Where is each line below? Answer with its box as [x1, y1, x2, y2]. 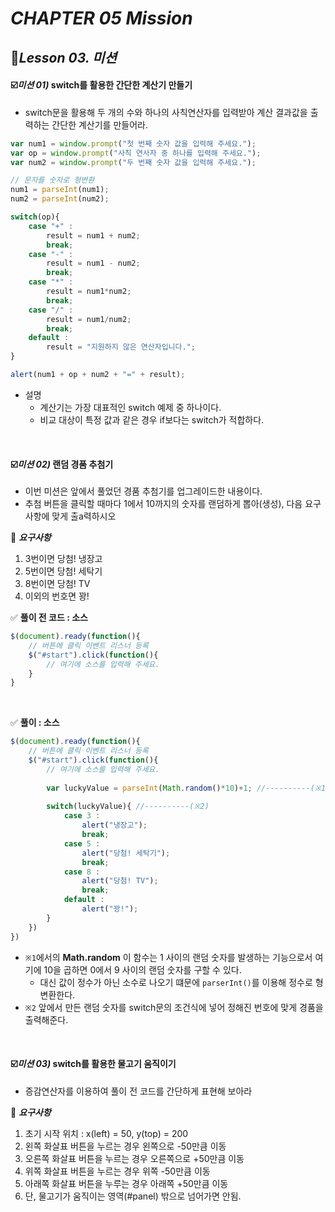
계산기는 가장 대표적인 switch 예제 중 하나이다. [39, 401, 222, 413]
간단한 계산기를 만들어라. [51, 118, 148, 131]
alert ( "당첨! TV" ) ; [81, 876, 159, 886]
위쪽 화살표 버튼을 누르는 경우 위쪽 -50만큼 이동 [24, 1165, 211, 1177]
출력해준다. [24, 1013, 69, 1026]
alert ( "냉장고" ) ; [81, 820, 148, 831]
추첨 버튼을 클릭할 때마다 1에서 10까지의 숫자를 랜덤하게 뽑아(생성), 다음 [24, 498, 303, 510]
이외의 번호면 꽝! [24, 590, 90, 602]
